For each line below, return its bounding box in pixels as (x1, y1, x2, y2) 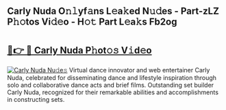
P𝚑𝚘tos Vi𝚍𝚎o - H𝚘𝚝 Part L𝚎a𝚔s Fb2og (7, 16, 177, 28)
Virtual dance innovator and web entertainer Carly (68, 66, 210, 74)
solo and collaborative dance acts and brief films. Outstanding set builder (7, 81, 214, 89)
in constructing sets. (7, 96, 65, 103)
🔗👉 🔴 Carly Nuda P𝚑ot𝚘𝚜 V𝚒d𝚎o (7, 44, 152, 56)
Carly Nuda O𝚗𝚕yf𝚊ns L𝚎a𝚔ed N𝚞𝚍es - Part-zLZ (7, 5, 219, 17)
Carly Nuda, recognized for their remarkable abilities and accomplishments (7, 88, 219, 96)
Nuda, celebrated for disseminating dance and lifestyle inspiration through (7, 74, 217, 81)
